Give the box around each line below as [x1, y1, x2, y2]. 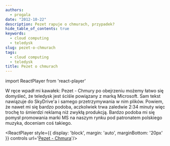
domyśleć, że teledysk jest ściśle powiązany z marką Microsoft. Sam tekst [5, 93, 161, 99]
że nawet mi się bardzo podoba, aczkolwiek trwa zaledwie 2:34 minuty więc [5, 104, 165, 110]
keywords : [5, 31, 26, 36]
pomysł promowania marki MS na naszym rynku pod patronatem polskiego [5, 115, 162, 121]
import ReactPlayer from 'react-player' [5, 78, 86, 84]
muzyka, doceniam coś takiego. [5, 120, 72, 126]
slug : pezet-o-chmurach [5, 45, 56, 50]
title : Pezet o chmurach [5, 64, 58, 69]
